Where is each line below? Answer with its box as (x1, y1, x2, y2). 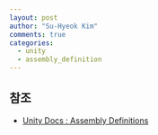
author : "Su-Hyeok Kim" (9, 22, 99, 31)
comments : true (9, 30, 66, 39)
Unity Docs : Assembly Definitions (22, 114, 149, 126)
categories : (9, 38, 54, 48)
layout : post (9, 13, 58, 22)
